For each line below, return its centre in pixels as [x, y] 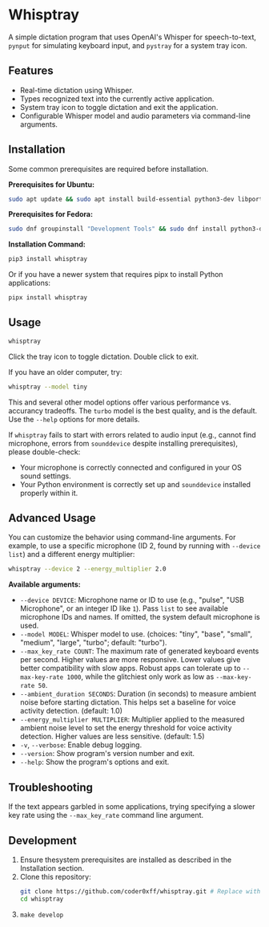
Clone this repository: [55, 876]
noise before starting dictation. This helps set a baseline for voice [128, 702]
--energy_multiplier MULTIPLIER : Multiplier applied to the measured [132, 719]
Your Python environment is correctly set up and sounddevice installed [135, 484]
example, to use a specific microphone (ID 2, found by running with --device [134, 546]
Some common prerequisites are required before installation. [108, 169]
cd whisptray [42, 899]
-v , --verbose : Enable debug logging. [81, 745]
